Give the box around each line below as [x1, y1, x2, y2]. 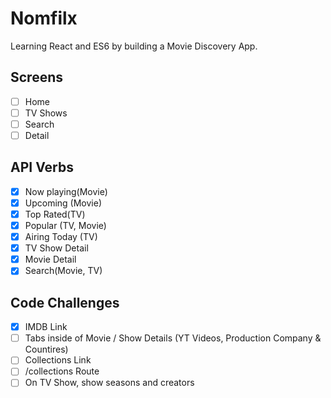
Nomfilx [10, 7, 78, 30]
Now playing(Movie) [24, 185, 108, 197]
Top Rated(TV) [24, 208, 86, 220]
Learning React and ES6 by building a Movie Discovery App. [10, 40, 258, 52]
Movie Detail [24, 253, 77, 266]
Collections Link [24, 354, 92, 366]
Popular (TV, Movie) [24, 220, 107, 231]
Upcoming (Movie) [24, 197, 103, 209]
